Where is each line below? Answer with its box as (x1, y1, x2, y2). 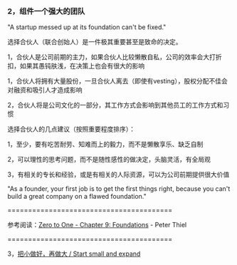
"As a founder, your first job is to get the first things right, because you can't (7, 185, 231, 193)
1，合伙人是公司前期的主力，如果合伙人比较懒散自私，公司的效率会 (7, 53, 204, 61)
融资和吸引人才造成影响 (13, 85, 83, 94)
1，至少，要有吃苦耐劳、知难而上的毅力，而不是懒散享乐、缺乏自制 (7, 140, 204, 149)
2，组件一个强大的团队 (7, 6, 85, 16)
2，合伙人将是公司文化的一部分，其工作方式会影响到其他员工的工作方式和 (7, 101, 223, 110)
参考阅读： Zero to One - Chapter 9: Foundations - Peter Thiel (7, 221, 187, 229)
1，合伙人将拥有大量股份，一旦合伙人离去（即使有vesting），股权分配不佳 (7, 77, 222, 85)
